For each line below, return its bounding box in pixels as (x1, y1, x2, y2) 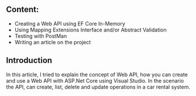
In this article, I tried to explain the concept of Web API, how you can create (6, 71, 188, 78)
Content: (6, 5, 39, 15)
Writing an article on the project (14, 38, 91, 45)
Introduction (6, 55, 53, 66)
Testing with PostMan (14, 32, 67, 40)
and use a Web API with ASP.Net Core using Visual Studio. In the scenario (6, 77, 184, 84)
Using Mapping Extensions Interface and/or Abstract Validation (14, 26, 167, 33)
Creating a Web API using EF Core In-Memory (14, 20, 126, 27)
